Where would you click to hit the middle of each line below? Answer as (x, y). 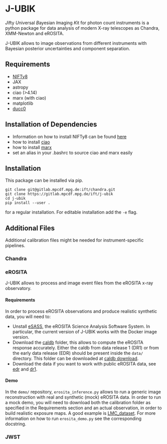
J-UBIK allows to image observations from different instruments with (76, 43)
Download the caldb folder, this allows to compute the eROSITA (78, 342)
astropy (20, 87)
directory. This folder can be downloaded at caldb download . (75, 358)
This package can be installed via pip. (44, 180)
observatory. (18, 288)
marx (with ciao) (29, 98)
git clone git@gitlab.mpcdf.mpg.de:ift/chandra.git (60, 190)
